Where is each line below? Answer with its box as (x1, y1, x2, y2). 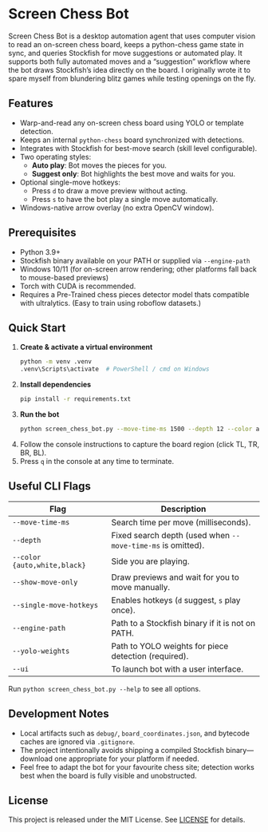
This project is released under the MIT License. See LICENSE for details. (8, 815, 246, 825)
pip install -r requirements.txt (19, 395, 132, 403)
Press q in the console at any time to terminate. (19, 456, 175, 466)
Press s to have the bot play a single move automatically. (31, 194, 219, 204)
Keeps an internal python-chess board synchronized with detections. (19, 135, 245, 145)
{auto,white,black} (12, 561, 86, 569)
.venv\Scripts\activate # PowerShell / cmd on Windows (19, 365, 210, 374)
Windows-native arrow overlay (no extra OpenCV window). (19, 203, 215, 212)
